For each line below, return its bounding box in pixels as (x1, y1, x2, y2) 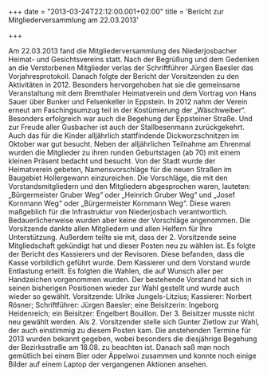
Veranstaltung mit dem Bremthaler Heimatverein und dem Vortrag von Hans (8, 88, 257, 98)
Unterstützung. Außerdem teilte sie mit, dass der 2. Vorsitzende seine (8, 233, 237, 242)
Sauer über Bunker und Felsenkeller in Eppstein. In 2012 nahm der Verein (8, 97, 248, 106)
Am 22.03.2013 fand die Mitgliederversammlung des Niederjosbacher (8, 46, 238, 55)
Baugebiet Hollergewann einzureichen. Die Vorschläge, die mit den (8, 173, 228, 183)
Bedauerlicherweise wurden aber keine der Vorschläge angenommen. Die (8, 215, 251, 225)
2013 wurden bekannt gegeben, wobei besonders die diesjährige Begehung (8, 334, 257, 344)
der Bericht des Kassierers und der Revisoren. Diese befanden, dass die (8, 249, 245, 258)
